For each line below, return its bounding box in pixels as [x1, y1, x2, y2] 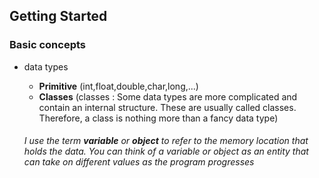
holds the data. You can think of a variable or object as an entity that [23, 145, 309, 158]
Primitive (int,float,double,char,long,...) [38, 80, 199, 92]
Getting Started [9, 8, 108, 25]
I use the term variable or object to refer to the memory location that [23, 135, 309, 147]
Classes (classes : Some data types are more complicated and [38, 90, 298, 103]
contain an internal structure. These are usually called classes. [38, 101, 297, 113]
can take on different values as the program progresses [23, 156, 255, 168]
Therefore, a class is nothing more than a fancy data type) [38, 112, 279, 124]
